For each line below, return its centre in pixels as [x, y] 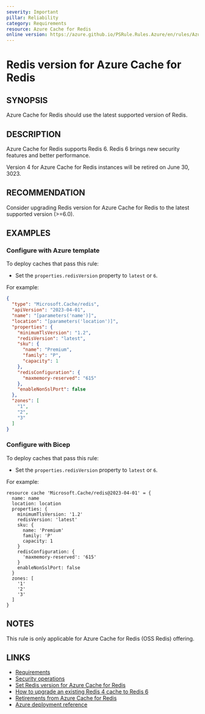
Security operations [40, 679]
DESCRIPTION [34, 134]
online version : [27, 35]
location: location [37, 503]
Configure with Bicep [38, 445]
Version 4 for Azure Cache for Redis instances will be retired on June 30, [98, 167]
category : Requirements [37, 23]
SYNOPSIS [27, 100]
